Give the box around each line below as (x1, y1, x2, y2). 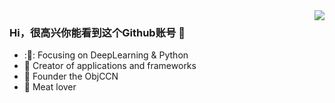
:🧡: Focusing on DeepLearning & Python (23, 49, 189, 61)
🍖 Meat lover (23, 81, 77, 93)
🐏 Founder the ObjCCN (23, 70, 119, 83)
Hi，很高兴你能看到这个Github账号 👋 (9, 25, 186, 39)
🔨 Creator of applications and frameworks (23, 60, 197, 72)
